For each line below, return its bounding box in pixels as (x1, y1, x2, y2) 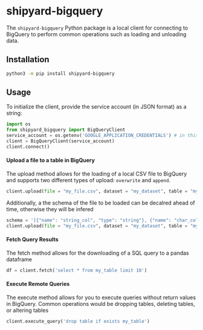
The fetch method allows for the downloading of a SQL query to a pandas (6, 249, 189, 256)
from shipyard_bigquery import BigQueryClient (6, 127, 126, 133)
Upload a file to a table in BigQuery (6, 157, 95, 164)
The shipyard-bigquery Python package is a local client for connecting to (6, 24, 188, 31)
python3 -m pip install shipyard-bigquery (6, 71, 115, 77)
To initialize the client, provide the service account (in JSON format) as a (6, 103, 187, 110)
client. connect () (6, 144, 50, 150)
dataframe (6, 255, 32, 263)
